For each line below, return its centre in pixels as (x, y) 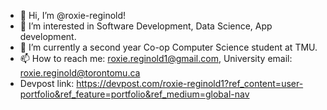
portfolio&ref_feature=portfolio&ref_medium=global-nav (134, 94)
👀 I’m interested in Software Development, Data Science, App (146, 26)
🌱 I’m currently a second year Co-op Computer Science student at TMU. (168, 47)
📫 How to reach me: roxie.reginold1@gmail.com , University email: (156, 58)
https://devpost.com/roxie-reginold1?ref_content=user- (190, 83)
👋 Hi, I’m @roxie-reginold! (73, 15)
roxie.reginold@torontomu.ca (80, 73)
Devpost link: (47, 83)
